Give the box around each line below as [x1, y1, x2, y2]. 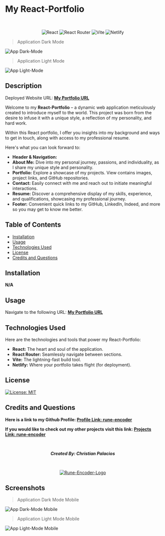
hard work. [5, 120, 27, 126]
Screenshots [5, 484, 45, 492]
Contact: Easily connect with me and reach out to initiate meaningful [12, 180, 152, 186]
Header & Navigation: [12, 154, 58, 160]
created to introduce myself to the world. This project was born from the [5, 109, 152, 115]
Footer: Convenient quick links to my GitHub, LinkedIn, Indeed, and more [12, 201, 161, 207]
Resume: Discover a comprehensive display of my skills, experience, [12, 191, 153, 197]
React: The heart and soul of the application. [12, 346, 103, 352]
